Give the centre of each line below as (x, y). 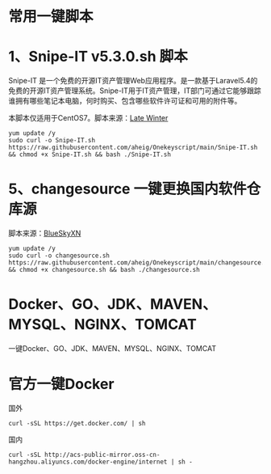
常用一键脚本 (51, 17)
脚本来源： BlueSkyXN (45, 233)
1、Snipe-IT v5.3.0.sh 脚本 (98, 57)
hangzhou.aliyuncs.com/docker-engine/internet (88, 462)
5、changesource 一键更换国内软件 (128, 189)
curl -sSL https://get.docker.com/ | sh (77, 423)
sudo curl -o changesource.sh (59, 256)
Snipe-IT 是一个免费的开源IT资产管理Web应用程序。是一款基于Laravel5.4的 (133, 81)
